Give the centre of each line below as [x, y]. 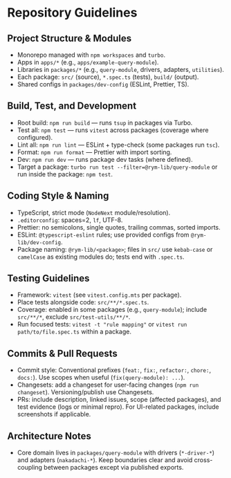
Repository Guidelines [72, 13]
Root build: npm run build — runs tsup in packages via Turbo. [105, 122]
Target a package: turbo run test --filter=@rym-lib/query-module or [117, 167]
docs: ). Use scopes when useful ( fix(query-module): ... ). [101, 378]
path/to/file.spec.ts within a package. [74, 332]
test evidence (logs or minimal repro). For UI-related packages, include [118, 407]
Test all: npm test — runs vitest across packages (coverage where [113, 130]
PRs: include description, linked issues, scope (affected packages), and [119, 400]
